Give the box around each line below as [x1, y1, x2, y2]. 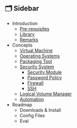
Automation [19, 96, 44, 102]
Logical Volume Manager [19, 91, 72, 97]
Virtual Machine [19, 47, 53, 54]
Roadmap [12, 101, 32, 108]
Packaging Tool [19, 58, 52, 64]
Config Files [19, 112, 45, 118]
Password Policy [27, 74, 62, 81]
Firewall [27, 80, 44, 86]
